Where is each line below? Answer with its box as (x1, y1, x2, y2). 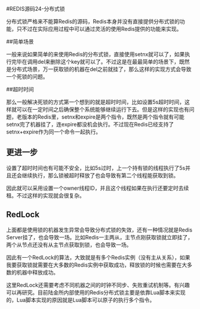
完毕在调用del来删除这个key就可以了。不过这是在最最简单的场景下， (11, 58, 180, 65)
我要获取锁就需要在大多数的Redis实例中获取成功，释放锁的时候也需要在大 (6, 261, 187, 268)
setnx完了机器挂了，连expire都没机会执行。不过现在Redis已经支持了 (6, 121, 174, 128)
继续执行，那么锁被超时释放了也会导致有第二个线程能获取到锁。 (21, 172, 179, 179)
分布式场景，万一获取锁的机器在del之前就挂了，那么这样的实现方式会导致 (11, 66, 192, 73)
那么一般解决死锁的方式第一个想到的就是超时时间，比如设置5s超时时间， (6, 98, 185, 106)
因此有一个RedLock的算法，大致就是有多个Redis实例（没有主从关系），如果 (6, 254, 190, 261)
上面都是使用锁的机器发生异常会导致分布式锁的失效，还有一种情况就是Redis (6, 226, 193, 233)
